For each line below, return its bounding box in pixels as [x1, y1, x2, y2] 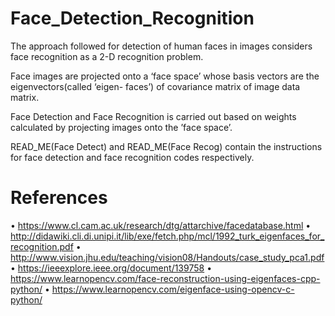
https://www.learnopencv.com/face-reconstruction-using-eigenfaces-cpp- [10, 272, 321, 284]
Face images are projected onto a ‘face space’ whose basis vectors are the [10, 70, 320, 82]
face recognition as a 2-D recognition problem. [10, 50, 204, 62]
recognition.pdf [10, 240, 74, 252]
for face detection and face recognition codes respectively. [10, 151, 255, 163]
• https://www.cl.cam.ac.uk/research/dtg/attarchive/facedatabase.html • [10, 219, 312, 231]
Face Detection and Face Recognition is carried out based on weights [10, 110, 297, 122]
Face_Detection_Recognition [10, 7, 255, 30]
